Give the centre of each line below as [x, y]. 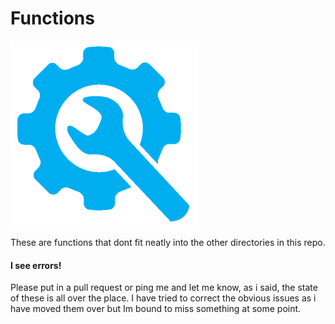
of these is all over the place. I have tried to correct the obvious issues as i [163, 298]
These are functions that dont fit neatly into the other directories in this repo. [168, 242]
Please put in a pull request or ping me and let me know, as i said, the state [164, 288]
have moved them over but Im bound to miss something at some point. [156, 309]
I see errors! [36, 265]
